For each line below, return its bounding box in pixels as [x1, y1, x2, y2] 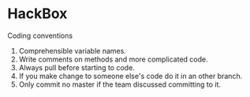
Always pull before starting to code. [18, 62, 135, 72]
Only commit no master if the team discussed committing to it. [18, 80, 222, 89]
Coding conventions [7, 31, 73, 40]
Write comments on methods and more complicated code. [18, 54, 208, 64]
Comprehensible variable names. [18, 46, 127, 55]
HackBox [7, 5, 68, 23]
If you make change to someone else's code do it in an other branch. [18, 71, 243, 80]
